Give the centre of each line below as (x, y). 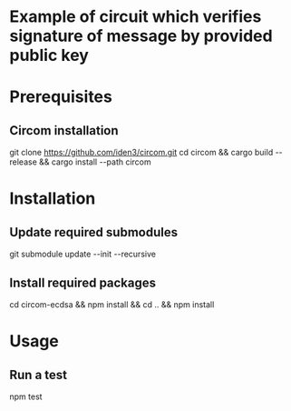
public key (49, 55)
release (24, 162)
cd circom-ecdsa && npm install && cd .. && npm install (112, 305)
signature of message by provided (141, 36)
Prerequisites (61, 97)
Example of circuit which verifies (136, 17)
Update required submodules (94, 232)
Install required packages (83, 282)
